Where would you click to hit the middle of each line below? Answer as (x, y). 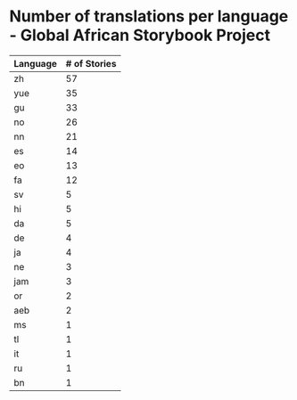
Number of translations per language (149, 16)
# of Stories (91, 63)
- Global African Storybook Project (140, 35)
